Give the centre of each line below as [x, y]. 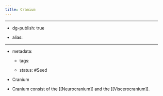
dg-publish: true [28, 28]
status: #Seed [33, 70]
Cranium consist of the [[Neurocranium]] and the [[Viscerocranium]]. [81, 89]
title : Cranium [20, 9]
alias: [17, 37]
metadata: [22, 51]
